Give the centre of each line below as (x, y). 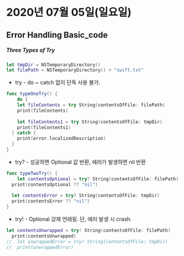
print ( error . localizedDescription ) (62, 139)
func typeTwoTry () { (32, 173)
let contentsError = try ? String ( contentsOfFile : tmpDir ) (86, 196)
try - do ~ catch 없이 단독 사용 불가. (57, 82)
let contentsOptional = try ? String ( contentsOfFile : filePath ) (98, 179)
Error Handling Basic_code (57, 35)
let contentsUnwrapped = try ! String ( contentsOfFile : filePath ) (88, 231)
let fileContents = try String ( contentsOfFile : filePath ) (91, 105)
